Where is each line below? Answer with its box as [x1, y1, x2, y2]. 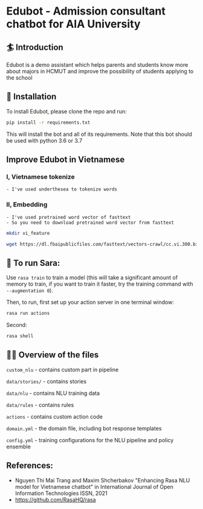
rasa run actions [6, 311, 50, 317]
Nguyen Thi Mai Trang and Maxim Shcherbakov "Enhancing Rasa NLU [14, 476, 190, 484]
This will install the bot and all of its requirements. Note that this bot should [6, 130, 192, 138]
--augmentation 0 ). [6, 287, 53, 294]
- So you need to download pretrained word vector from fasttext [6, 220, 174, 226]
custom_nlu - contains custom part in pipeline [6, 366, 119, 373]
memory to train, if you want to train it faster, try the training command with [6, 280, 193, 288]
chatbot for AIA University [6, 17, 141, 31]
